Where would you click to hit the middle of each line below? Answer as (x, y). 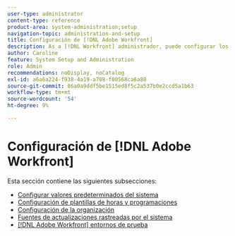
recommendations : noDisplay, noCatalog (66, 73)
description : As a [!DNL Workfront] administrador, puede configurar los (118, 46)
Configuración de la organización (66, 209)
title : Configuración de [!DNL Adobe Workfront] (80, 40)
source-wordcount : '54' (42, 99)
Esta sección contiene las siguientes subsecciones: (82, 181)
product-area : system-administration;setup (72, 27)
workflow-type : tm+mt (39, 92)
